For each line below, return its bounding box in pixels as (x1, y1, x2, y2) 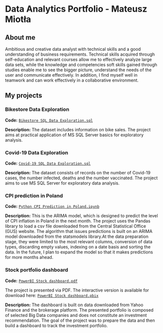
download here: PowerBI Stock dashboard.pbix (5, 292, 99, 298)
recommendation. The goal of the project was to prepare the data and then (5, 317, 155, 323)
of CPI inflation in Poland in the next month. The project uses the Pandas (5, 218, 151, 224)
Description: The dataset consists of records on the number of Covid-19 (5, 169, 151, 175)
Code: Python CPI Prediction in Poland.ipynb (5, 204, 100, 209)
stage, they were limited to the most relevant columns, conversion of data (5, 239, 152, 245)
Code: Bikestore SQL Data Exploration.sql (5, 117, 93, 123)
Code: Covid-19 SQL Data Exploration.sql (5, 160, 91, 166)
